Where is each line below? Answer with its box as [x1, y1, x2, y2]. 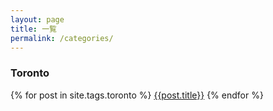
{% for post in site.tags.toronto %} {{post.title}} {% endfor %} [10, 89, 264, 101]
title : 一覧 [10, 24, 57, 34]
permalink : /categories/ [10, 33, 114, 43]
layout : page [10, 14, 65, 25]
